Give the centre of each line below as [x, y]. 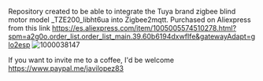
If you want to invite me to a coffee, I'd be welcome [91, 60]
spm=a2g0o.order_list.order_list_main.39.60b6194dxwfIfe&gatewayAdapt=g [132, 36]
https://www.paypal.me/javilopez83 [66, 68]
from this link [30, 28]
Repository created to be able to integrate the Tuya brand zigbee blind [122, 11]
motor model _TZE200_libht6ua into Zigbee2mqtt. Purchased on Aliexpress [130, 20]
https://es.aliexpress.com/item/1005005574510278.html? [144, 28]
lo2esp [19, 45]
